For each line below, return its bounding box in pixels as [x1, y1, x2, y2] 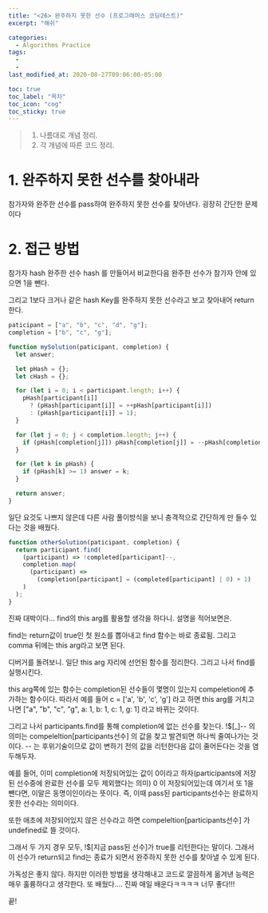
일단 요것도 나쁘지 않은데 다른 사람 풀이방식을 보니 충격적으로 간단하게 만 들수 [8, 512, 249, 522]
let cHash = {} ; [15, 373, 69, 381]
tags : [8, 49, 26, 57]
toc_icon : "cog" [8, 100, 62, 108]
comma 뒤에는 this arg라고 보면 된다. [8, 640, 125, 650]
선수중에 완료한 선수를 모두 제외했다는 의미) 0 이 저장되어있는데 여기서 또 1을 [16, 778, 254, 787]
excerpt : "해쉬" [8, 19, 59, 27]
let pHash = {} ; [15, 365, 69, 373]
